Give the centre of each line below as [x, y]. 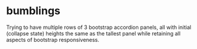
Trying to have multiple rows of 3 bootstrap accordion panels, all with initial [99, 27]
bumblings [34, 11]
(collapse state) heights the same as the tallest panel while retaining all [93, 33]
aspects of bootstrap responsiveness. [53, 40]
